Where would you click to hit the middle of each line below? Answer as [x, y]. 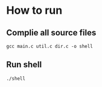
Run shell [24, 64]
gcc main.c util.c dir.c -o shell [50, 46]
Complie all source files [51, 33]
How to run [34, 10]
